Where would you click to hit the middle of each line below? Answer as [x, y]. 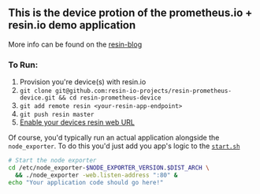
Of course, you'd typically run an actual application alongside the [114, 138]
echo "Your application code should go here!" [86, 182]
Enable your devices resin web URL [77, 122]
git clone [36, 91]
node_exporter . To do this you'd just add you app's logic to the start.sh [124, 146]
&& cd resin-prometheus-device [110, 98]
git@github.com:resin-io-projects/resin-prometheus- [143, 91]
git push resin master [57, 115]
